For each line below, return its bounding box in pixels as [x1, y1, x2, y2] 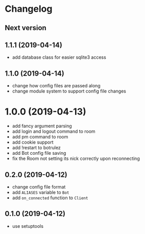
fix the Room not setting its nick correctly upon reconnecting [12, 155, 140, 161]
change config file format [12, 183, 66, 190]
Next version [5, 24, 46, 32]
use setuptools [12, 223, 44, 229]
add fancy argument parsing [12, 123, 72, 129]
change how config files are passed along [12, 83, 101, 89]
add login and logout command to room [12, 128, 95, 134]
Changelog [5, 3, 53, 15]
